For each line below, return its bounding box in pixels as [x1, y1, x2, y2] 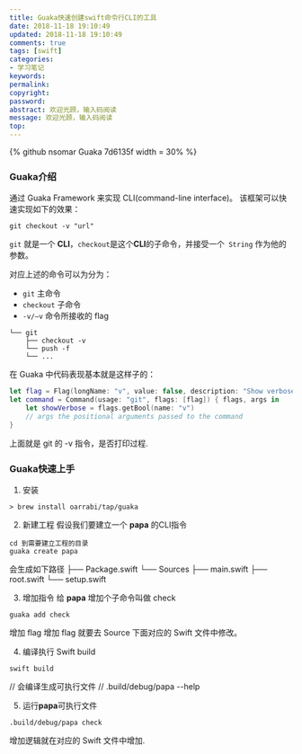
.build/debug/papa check [9, 718, 102, 727]
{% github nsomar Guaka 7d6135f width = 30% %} [9, 146, 198, 157]
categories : [9, 55, 54, 64]
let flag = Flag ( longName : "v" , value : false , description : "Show [9, 387, 263, 396]
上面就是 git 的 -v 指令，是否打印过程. [9, 438, 148, 448]
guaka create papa [9, 546, 78, 555]
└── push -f [25, 344, 70, 353]
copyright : [9, 88, 50, 97]
